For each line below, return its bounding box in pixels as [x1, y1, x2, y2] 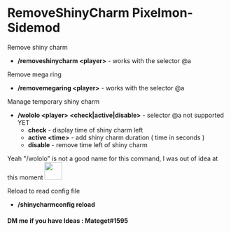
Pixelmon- [132, 5, 194, 21]
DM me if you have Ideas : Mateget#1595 [7, 216, 128, 225]
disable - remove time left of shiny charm [27, 140, 148, 149]
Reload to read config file [7, 186, 80, 195]
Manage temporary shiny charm [7, 97, 100, 106]
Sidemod [7, 20, 61, 36]
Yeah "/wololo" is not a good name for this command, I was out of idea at [7, 154, 218, 163]
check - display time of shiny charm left [27, 125, 143, 134]
